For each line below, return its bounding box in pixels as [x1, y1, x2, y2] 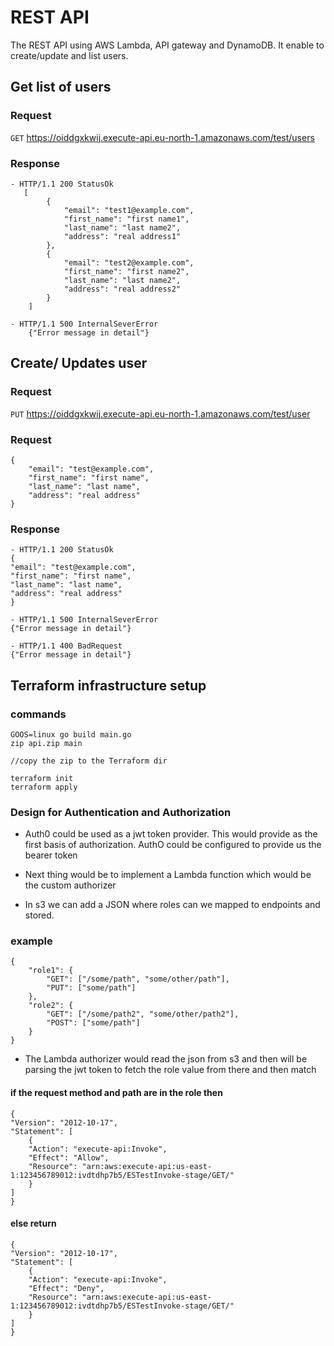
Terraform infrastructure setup [10, 677, 207, 694]
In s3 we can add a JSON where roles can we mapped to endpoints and [24, 899, 321, 911]
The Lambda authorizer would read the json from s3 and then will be [24, 1053, 308, 1065]
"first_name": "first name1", [63, 214, 190, 224]
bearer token [24, 849, 78, 861]
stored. [24, 909, 55, 921]
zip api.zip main [10, 738, 83, 748]
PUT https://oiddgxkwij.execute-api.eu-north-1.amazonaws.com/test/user [10, 407, 311, 420]
